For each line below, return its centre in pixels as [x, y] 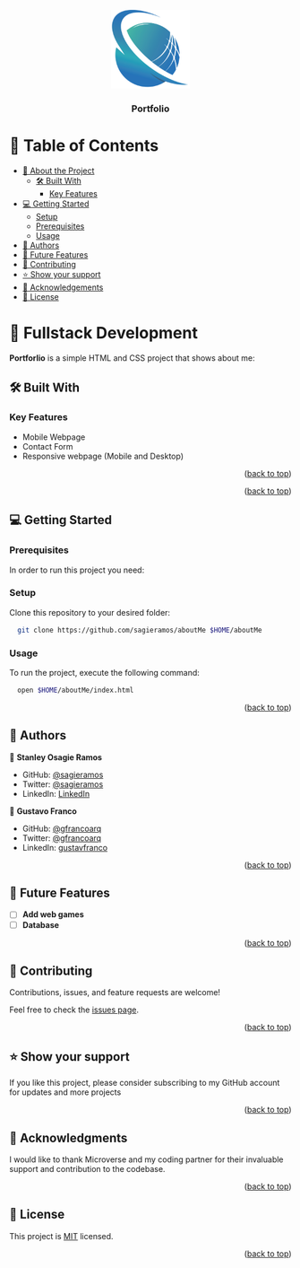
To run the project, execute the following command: [104, 672]
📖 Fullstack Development [104, 333]
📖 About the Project [58, 171]
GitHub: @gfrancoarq [62, 828]
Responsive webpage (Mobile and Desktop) [103, 456]
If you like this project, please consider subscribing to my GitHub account [145, 1083]
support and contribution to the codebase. [87, 1169]
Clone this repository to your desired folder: [90, 612]
